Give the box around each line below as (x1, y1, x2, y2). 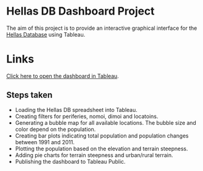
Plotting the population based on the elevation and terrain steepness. (15, 145, 188, 152)
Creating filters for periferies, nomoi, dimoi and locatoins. (15, 113, 159, 120)
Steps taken (6, 90, 53, 100)
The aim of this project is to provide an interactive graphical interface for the (6, 24, 198, 32)
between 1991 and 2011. (15, 138, 75, 145)
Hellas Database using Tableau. (6, 30, 86, 38)
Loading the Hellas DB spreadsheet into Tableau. (15, 106, 138, 113)
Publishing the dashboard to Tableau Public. (15, 158, 126, 165)
